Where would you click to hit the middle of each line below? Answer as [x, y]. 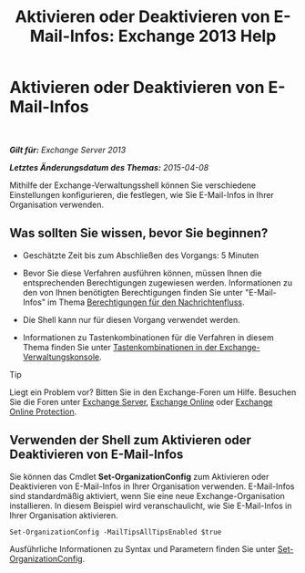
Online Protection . [43, 412]
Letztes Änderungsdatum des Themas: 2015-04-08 [109, 167]
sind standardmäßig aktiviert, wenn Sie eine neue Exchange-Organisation [147, 495]
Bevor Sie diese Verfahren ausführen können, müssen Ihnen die [142, 273]
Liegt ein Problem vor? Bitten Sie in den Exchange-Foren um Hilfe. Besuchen [153, 392]
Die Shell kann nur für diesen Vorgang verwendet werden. [131, 319]
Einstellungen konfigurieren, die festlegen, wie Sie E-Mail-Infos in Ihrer [142, 194]
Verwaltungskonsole [61, 357]
